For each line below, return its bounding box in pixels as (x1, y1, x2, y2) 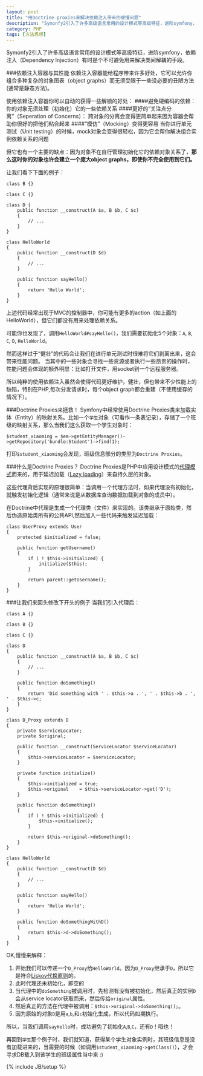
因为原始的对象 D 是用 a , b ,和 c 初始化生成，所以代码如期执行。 (14, 1010, 162, 1017)
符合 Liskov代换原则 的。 (20, 972, 79, 980)
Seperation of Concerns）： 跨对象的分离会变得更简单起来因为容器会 (19, 113, 189, 120)
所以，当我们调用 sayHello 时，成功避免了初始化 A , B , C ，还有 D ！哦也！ (6, 1023, 175, 1030)
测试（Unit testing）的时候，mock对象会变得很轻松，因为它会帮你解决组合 (6, 128, 192, 135)
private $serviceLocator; (17, 728, 83, 734)
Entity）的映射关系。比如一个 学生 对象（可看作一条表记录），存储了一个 (16, 414, 192, 421)
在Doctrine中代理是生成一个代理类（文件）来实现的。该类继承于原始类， (6, 504, 187, 512)
